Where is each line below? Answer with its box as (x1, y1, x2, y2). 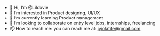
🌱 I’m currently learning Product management (9, 15, 103, 20)
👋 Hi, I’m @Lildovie (9, 5, 49, 10)
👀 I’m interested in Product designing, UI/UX (9, 10, 100, 16)
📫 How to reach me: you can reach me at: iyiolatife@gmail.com (9, 26, 141, 31)
